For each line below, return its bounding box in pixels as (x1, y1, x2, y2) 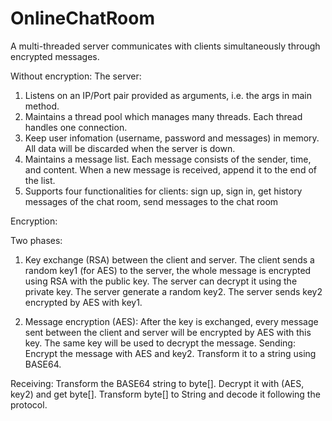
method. (24, 100, 60, 112)
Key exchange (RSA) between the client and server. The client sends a (24, 253, 315, 266)
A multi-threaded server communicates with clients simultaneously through (10, 40, 321, 52)
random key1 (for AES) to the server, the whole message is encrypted (24, 264, 312, 276)
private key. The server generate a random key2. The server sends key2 (24, 285, 323, 297)
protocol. (10, 398, 48, 411)
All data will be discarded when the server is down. (24, 142, 236, 154)
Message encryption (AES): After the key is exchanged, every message (24, 315, 319, 327)
